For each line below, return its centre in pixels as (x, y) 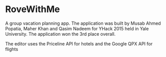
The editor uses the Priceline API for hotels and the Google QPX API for (79, 43)
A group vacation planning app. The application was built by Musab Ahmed (83, 23)
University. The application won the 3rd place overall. (60, 34)
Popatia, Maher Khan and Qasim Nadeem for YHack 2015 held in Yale (77, 28)
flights (12, 49)
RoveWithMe (33, 9)
